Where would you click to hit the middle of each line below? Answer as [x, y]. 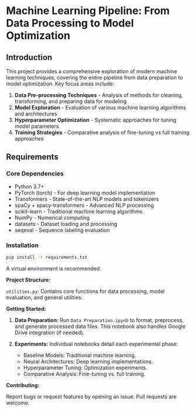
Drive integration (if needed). [49, 333]
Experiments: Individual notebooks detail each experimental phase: [96, 344]
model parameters [37, 126]
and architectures [36, 114]
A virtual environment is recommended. [54, 268]
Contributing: [23, 385]
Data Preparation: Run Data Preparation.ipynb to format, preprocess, [99, 320]
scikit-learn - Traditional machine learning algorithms [78, 211]
